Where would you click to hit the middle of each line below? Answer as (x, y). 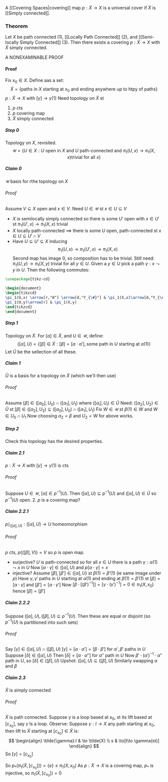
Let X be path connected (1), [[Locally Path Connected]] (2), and (71, 37)
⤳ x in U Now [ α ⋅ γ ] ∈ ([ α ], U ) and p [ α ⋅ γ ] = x (60, 567)
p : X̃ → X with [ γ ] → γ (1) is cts (37, 466)
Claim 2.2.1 (17, 511)
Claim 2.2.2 (17, 602)
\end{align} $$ (84, 746)
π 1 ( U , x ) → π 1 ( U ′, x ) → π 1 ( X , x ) (88, 250)
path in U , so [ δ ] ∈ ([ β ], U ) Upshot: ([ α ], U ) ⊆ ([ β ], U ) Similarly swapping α (81, 661)
